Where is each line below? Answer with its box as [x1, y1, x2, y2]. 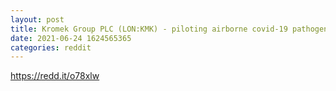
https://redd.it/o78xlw [10, 70, 100, 82]
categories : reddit [10, 42, 92, 53]
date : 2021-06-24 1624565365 [10, 33, 132, 43]
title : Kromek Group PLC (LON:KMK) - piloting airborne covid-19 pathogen [10, 24, 329, 34]
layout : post [10, 14, 65, 25]
